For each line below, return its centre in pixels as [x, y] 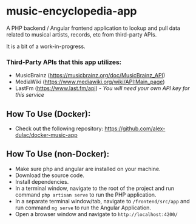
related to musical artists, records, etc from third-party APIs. [82, 34]
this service [29, 95]
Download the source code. [50, 175]
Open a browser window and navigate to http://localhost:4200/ [96, 214]
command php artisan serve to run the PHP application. [86, 194]
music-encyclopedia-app [72, 11]
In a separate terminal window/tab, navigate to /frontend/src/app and [102, 201]
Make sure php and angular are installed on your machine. [88, 169]
